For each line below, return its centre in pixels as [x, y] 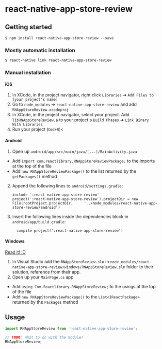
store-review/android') [36, 207]
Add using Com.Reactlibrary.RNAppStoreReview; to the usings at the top [84, 286]
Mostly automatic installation [40, 50]
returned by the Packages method [45, 302]
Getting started [29, 27]
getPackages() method [34, 176]
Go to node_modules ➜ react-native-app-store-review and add [74, 104]
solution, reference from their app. [46, 272]
